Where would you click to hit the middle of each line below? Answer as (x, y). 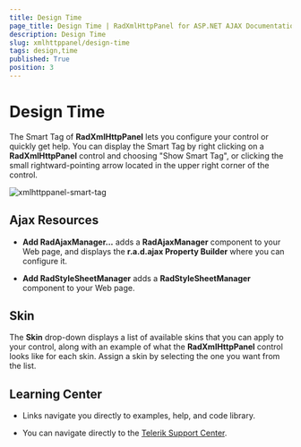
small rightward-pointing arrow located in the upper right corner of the (139, 165)
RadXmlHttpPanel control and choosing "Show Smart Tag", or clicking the (146, 155)
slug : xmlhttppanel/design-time (69, 43)
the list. (23, 366)
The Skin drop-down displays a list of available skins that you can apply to (146, 338)
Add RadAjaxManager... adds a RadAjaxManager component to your (151, 242)
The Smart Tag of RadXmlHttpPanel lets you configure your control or (139, 136)
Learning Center (56, 394)
